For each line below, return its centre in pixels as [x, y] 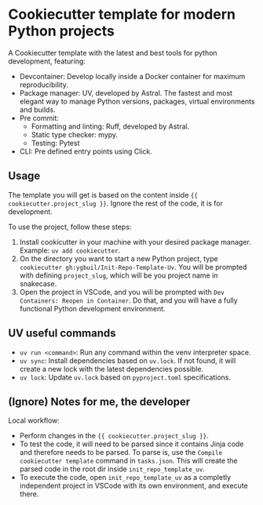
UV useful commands [62, 334]
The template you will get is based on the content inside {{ [103, 194]
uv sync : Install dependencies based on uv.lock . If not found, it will [128, 360]
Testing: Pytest [55, 143]
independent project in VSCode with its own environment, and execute [134, 486]
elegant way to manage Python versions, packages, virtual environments [137, 101]
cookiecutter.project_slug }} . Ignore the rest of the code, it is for [116, 203]
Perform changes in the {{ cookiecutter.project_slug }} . [114, 436]
